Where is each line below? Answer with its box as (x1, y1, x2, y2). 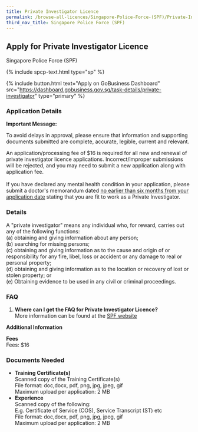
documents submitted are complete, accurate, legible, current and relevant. (6, 138, 190, 145)
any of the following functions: (6, 227, 80, 235)
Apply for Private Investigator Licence (6, 41, 148, 51)
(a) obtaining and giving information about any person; (6, 234, 138, 241)
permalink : (6, 14, 33, 20)
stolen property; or (6, 272, 52, 279)
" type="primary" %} (34, 93, 85, 100)
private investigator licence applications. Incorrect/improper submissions (6, 156, 184, 163)
